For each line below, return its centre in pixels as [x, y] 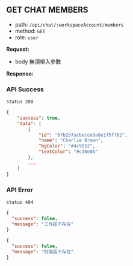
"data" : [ [29, 123]
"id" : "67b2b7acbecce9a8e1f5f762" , [83, 135]
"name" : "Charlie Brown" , [71, 141]
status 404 [20, 202]
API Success [25, 89]
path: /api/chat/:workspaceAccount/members [69, 24]
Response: [20, 73]
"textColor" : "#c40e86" [68, 152]
